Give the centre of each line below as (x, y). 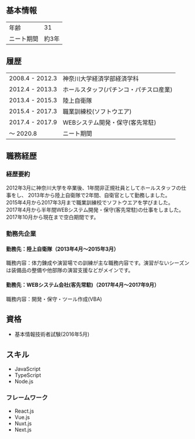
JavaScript (27, 369)
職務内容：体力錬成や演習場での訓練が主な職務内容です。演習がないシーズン (98, 263)
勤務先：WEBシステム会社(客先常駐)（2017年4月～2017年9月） (83, 285)
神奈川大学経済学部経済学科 (101, 78)
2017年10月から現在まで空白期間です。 (53, 217)
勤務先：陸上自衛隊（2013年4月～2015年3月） (62, 249)
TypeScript (28, 375)
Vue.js (22, 417)
